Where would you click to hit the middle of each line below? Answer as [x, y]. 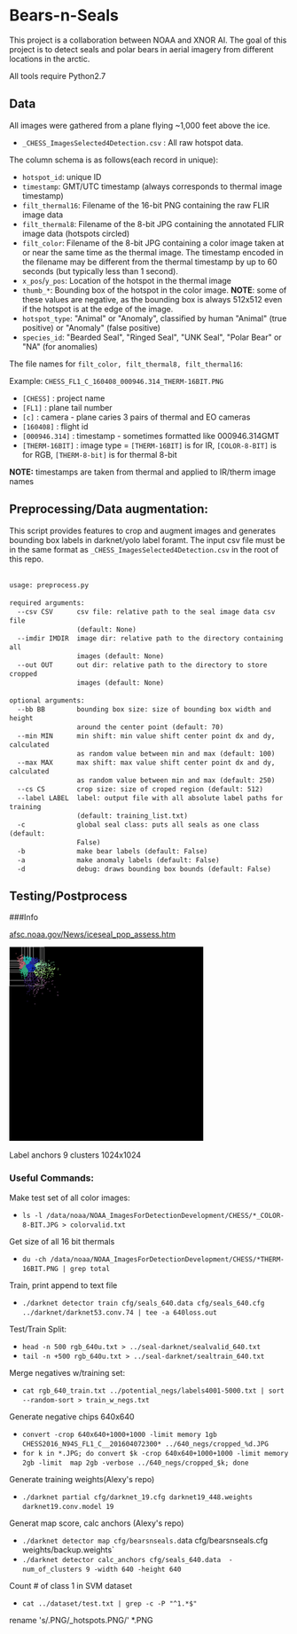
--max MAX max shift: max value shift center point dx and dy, [146, 762]
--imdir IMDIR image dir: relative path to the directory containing [150, 638]
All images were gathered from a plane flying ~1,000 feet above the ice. [140, 125]
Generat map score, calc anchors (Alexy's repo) [97, 1523]
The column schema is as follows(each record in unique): [114, 160]
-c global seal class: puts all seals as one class [138, 825]
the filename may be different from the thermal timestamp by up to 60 [149, 262]
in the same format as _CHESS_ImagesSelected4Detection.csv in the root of [144, 549]
